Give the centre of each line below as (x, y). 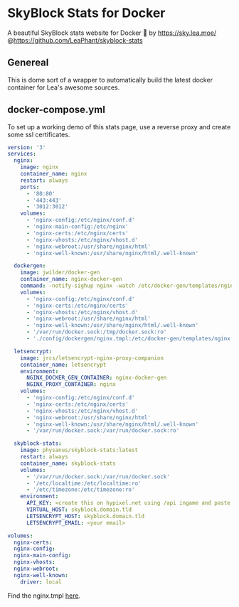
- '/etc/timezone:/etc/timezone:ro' (80, 490)
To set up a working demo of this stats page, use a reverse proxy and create (119, 127)
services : (22, 154)
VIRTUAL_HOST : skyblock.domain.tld (79, 510)
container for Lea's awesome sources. (64, 87)
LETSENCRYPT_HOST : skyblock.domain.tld (85, 516)
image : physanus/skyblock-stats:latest (79, 450)
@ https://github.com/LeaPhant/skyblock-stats (75, 40)
